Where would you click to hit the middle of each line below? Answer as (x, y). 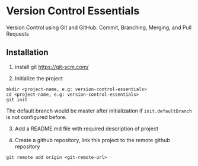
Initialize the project (39, 78)
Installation (27, 53)
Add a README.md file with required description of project (86, 129)
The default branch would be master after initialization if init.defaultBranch (99, 111)
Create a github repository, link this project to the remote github (92, 140)
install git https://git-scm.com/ (52, 67)
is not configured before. (36, 117)
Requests (18, 33)
